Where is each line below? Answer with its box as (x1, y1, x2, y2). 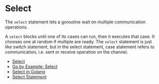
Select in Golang (12, 68, 45, 74)
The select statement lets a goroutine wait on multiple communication (5, 19, 146, 25)
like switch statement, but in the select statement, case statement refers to (5, 44, 155, 50)
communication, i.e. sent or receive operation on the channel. (5, 49, 128, 55)
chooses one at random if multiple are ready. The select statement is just (5, 38, 152, 44)
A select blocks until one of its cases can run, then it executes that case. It (5, 34, 155, 39)
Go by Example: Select (12, 64, 58, 69)
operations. (5, 24, 28, 30)
